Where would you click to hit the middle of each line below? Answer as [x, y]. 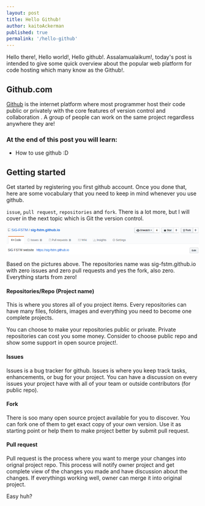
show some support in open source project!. [62, 343]
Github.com [29, 89]
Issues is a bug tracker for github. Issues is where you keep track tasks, [97, 370]
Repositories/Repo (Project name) [50, 291]
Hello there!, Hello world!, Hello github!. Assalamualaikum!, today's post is [99, 57]
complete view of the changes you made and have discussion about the [97, 471]
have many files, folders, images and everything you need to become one [99, 311]
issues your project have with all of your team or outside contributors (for [99, 383]
